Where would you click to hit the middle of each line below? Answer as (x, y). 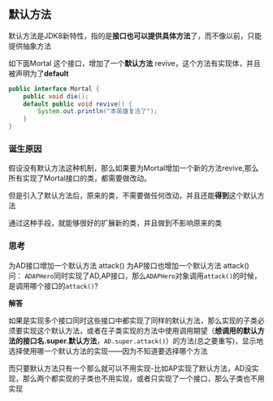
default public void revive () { (78, 104)
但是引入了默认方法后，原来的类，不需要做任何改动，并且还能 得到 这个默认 (133, 196)
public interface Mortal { (54, 89)
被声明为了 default (39, 73)
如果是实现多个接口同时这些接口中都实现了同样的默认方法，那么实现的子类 (133, 320)
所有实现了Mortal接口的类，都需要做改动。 (80, 178)
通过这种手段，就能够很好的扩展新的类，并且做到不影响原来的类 (115, 223)
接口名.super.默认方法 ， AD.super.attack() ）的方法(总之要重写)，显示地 (143, 341)
